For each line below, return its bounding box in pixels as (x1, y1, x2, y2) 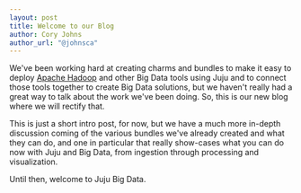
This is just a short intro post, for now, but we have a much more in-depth (9, 118, 281, 129)
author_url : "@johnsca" (9, 38, 99, 48)
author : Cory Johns (9, 30, 83, 39)
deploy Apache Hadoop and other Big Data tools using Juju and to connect (9, 73, 287, 83)
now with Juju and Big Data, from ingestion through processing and (9, 147, 259, 158)
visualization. (9, 156, 58, 167)
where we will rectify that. (9, 101, 105, 112)
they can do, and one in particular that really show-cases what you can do (9, 137, 285, 148)
